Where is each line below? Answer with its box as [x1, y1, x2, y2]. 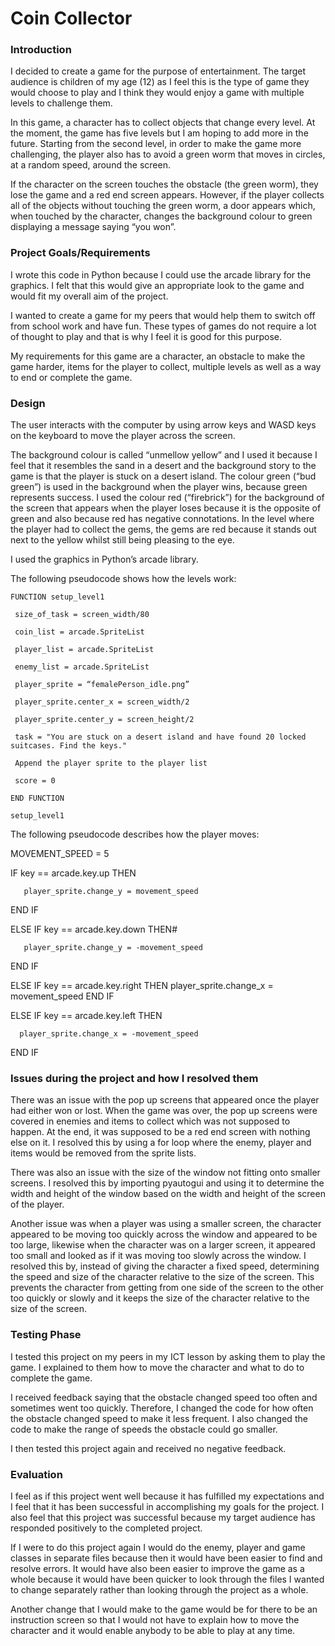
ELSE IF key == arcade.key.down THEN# [10, 923, 178, 936]
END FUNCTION [10, 793, 65, 804]
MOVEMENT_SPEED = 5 [10, 848, 110, 860]
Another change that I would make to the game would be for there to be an [10, 1603, 318, 1615]
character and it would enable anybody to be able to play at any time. [10, 1624, 296, 1636]
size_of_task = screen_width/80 [14, 610, 150, 620]
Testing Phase [10, 1328, 82, 1342]
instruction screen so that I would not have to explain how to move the [10, 1613, 300, 1626]
